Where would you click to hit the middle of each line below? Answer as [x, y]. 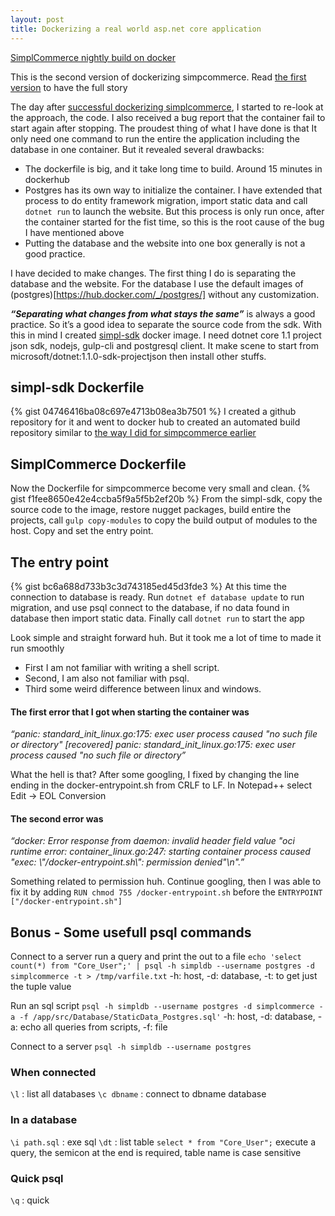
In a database [44, 1120]
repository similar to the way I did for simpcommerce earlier [133, 433]
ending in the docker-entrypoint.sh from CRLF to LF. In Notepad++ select [161, 785]
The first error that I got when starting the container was [130, 712]
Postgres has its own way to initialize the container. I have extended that [173, 190]
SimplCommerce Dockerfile [98, 464]
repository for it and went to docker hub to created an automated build [155, 422]
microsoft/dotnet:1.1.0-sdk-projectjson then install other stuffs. [138, 356]
